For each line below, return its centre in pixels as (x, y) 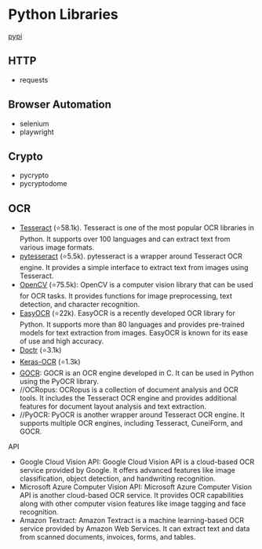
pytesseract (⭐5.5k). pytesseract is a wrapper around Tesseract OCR (131, 256)
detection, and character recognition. (79, 305)
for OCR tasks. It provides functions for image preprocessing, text (126, 296)
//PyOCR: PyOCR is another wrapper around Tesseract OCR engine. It (132, 415)
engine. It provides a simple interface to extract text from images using (134, 268)
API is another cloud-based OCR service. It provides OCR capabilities (131, 496)
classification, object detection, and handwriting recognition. (117, 479)
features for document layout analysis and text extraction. (113, 407)
